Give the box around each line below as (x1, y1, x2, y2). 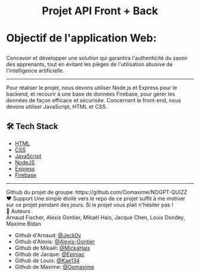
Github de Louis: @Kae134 (14, 257, 80, 264)
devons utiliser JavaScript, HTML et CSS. (6, 103, 107, 111)
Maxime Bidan (6, 220, 42, 227)
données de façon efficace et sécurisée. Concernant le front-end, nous (6, 97, 182, 104)
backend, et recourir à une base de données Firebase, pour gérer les (6, 90, 176, 98)
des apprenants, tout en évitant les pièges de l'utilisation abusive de (6, 61, 173, 68)
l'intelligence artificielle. (6, 67, 64, 74)
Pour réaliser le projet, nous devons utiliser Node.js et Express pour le (6, 84, 177, 92)
